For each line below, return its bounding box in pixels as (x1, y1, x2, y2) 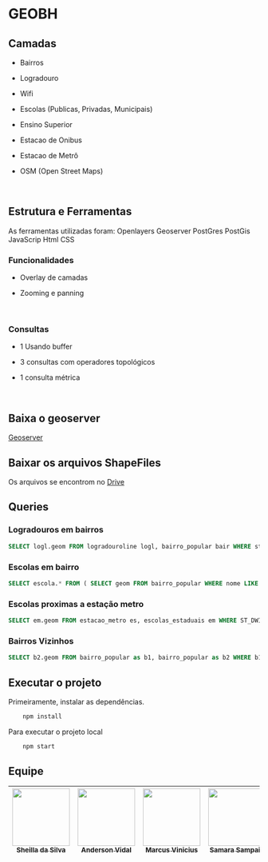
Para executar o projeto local (8, 727, 104, 736)
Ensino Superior (19, 120, 73, 129)
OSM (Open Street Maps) (19, 166, 104, 176)
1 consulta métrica (19, 373, 81, 382)
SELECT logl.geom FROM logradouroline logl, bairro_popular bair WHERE (8, 542, 251, 550)
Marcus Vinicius (144, 845, 199, 855)
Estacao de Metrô (19, 151, 78, 160)
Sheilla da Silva (16, 845, 66, 855)
